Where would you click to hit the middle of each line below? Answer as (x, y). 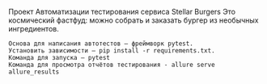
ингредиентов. (34, 29)
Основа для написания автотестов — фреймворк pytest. (101, 44)
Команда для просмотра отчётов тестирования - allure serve (112, 65)
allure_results (34, 72)
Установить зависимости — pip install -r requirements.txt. (112, 51)
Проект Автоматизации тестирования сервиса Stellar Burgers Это (122, 12)
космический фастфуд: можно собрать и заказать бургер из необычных (133, 20)
